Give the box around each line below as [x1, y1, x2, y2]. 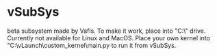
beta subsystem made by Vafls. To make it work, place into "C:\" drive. [7, 27, 206, 35]
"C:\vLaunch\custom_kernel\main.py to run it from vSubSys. [7, 41, 177, 49]
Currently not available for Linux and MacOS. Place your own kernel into [7, 33, 210, 42]
